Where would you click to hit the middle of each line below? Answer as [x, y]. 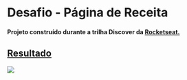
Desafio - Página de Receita [88, 13]
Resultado [29, 54]
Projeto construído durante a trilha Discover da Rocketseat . [93, 31]
